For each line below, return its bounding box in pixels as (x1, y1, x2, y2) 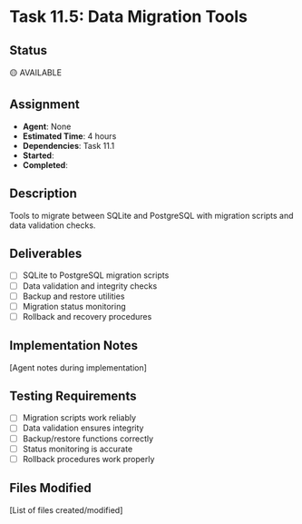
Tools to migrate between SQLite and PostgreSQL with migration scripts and (9, 210, 294, 221)
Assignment (9, 97, 80, 113)
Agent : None (22, 121, 72, 132)
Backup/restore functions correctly (22, 433, 154, 444)
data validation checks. (9, 220, 96, 231)
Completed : (22, 159, 68, 170)
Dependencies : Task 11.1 (22, 140, 115, 151)
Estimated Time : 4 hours (22, 130, 117, 142)
